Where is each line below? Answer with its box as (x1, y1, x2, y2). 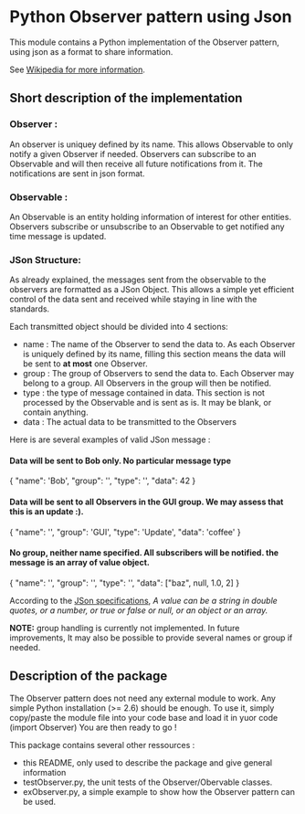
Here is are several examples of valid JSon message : (9, 434, 211, 445)
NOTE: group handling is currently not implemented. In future (9, 622, 240, 633)
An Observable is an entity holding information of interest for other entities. (9, 211, 292, 222)
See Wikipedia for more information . (9, 64, 146, 75)
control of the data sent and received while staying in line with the (9, 294, 258, 305)
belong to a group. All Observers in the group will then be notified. (22, 377, 272, 389)
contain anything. (22, 407, 89, 418)
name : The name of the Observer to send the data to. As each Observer (22, 339, 296, 350)
